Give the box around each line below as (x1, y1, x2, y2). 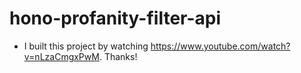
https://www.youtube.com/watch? (150, 40, 291, 52)
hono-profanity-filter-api (9, 7, 222, 30)
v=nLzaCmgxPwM (23, 50, 100, 62)
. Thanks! (98, 50, 138, 62)
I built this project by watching (23, 40, 149, 52)
